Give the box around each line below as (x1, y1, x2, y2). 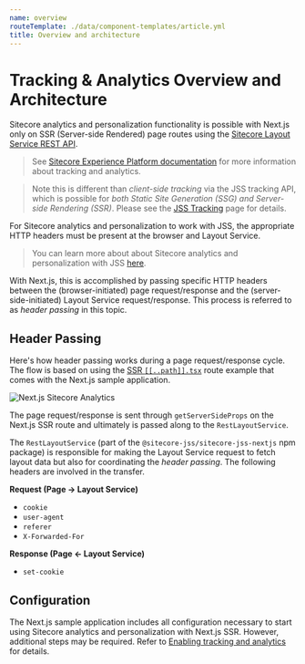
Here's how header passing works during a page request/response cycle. (9, 355, 285, 366)
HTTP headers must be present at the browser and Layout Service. (9, 230, 261, 242)
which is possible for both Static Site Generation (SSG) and (31, 193, 255, 204)
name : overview (9, 13, 67, 23)
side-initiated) (9, 295, 62, 306)
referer (22, 523, 52, 532)
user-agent (22, 513, 65, 523)
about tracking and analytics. (31, 166, 141, 177)
